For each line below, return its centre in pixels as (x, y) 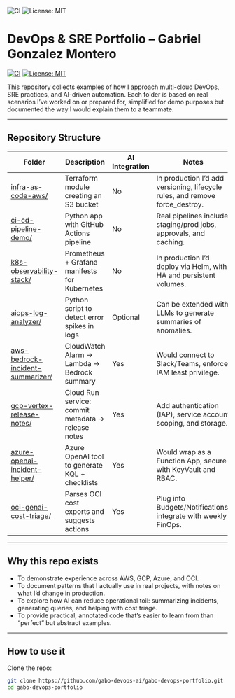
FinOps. (169, 524)
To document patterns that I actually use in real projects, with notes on (119, 585)
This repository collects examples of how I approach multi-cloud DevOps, (113, 87)
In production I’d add (190, 178)
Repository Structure (54, 138)
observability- (34, 271)
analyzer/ (26, 321)
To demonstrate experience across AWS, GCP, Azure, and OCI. (108, 578)
